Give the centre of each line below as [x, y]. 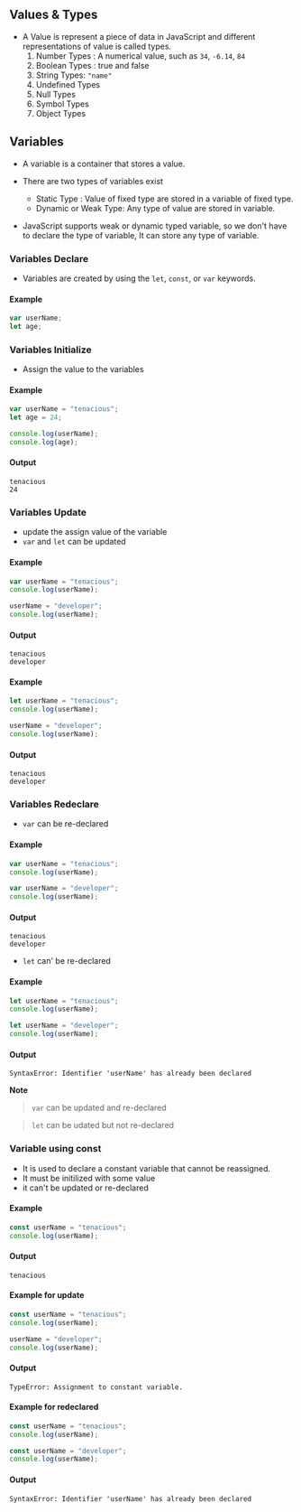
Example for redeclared [54, 1407]
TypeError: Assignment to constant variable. [96, 1387]
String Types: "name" [74, 75]
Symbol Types [63, 104]
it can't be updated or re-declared [85, 1188]
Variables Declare [49, 258]
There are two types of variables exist [93, 181]
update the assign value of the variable [95, 532]
